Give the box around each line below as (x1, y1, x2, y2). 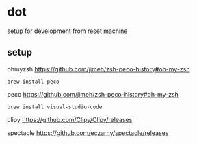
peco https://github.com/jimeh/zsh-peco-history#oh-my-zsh (7, 90, 179, 98)
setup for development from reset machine (7, 27, 128, 35)
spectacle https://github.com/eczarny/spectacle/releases (7, 128, 169, 137)
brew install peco (7, 78, 60, 85)
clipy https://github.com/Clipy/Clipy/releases (7, 115, 133, 123)
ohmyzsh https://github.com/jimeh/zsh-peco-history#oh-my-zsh (7, 64, 190, 73)
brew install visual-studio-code (7, 104, 103, 110)
